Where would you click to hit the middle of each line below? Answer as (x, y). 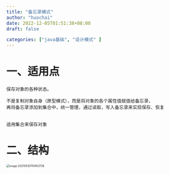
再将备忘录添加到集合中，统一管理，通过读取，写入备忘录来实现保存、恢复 (86, 108)
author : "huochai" (29, 18)
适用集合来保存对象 (27, 125)
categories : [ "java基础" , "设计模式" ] (54, 40)
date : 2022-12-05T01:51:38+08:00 (49, 23)
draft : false (23, 29)
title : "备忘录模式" (30, 12)
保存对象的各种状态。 (29, 89)
